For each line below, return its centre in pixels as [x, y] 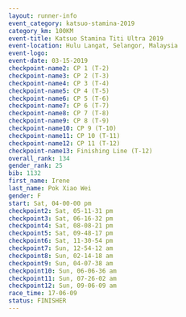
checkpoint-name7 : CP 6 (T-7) [59, 106]
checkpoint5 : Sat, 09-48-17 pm [61, 234]
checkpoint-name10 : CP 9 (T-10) [62, 128]
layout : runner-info [43, 16]
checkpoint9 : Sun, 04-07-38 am [61, 263]
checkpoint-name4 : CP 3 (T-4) [59, 83]
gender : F [25, 196]
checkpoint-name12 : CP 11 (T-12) [64, 143]
